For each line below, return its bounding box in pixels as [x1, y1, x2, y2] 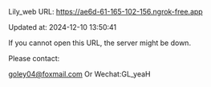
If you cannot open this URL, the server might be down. [8, 38, 191, 48]
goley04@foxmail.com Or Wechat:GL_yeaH [8, 69, 151, 79]
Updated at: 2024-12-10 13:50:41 [8, 23, 117, 31]
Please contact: [8, 54, 60, 63]
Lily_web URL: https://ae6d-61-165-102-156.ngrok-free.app [8, 7, 203, 16]
